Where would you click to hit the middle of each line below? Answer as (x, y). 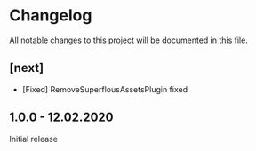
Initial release (33, 139)
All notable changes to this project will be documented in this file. (129, 40)
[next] (27, 68)
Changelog (51, 16)
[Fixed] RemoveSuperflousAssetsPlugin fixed (105, 89)
